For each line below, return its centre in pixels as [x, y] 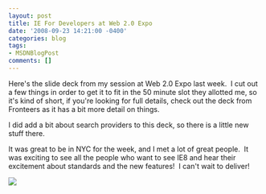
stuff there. [27, 133]
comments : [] [30, 61]
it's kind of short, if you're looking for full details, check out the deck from [130, 101]
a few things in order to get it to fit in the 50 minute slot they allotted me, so [133, 92]
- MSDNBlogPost [34, 53]
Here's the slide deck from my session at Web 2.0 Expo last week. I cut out [133, 83]
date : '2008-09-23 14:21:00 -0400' [68, 31]
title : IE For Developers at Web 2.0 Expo [80, 23]
